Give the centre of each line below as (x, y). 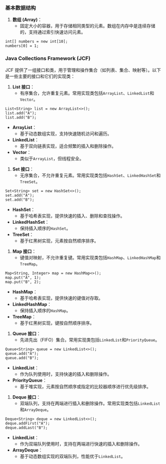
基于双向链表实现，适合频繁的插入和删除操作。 (68, 146)
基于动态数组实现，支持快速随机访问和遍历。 (66, 134)
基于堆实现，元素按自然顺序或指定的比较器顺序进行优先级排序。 (85, 386)
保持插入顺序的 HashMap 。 (45, 310)
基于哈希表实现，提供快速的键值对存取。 (61, 298)
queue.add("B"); (22, 358)
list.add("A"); (21, 113)
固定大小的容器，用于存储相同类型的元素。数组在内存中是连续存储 (87, 26)
